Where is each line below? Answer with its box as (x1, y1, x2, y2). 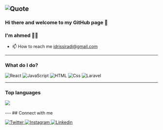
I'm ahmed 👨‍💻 (5, 32, 38, 39)
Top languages (5, 89, 41, 96)
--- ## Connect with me (5, 110, 53, 116)
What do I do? (5, 62, 38, 68)
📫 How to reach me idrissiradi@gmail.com (12, 43, 98, 49)
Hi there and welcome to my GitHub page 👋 (5, 19, 108, 26)
